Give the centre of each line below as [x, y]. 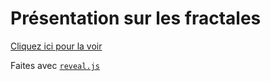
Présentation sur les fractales [136, 18]
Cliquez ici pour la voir [56, 46]
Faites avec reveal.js [55, 65]
